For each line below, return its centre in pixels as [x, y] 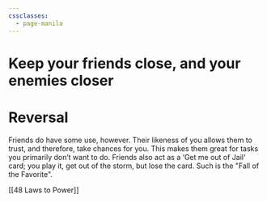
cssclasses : [28, 16]
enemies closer [61, 80]
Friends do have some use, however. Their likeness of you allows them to [130, 140]
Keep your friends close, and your [125, 63]
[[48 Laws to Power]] [44, 190]
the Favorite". [31, 174]
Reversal [38, 117]
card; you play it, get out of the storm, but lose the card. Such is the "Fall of [134, 166]
